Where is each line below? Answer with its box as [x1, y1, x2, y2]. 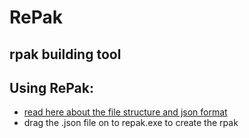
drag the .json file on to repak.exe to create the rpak [23, 117, 239, 129]
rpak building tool [9, 46, 122, 63]
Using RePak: [9, 79, 94, 96]
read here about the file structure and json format [23, 106, 228, 118]
